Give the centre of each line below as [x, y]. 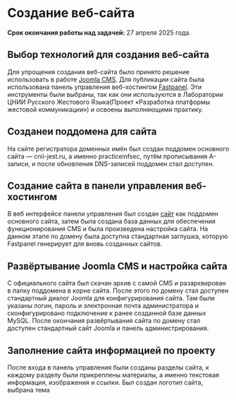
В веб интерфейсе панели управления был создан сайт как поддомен [113, 214]
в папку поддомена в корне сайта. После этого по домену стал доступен [118, 290]
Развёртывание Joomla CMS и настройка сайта [117, 266]
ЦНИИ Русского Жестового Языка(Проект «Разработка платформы [109, 102]
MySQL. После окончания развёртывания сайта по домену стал [104, 321]
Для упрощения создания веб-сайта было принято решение [99, 71]
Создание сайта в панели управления [95, 186]
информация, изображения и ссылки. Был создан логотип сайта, [105, 382]
